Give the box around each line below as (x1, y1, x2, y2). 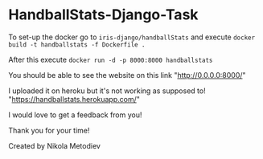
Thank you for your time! (8, 125, 90, 135)
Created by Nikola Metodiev (8, 141, 101, 150)
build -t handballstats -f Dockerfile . (8, 40, 146, 49)
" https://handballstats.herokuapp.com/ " (8, 94, 141, 104)
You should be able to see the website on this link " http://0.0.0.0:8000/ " (8, 70, 247, 79)
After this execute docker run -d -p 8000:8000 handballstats (8, 55, 213, 64)
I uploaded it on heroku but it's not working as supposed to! (8, 86, 207, 96)
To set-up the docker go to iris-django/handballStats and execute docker (8, 32, 256, 42)
